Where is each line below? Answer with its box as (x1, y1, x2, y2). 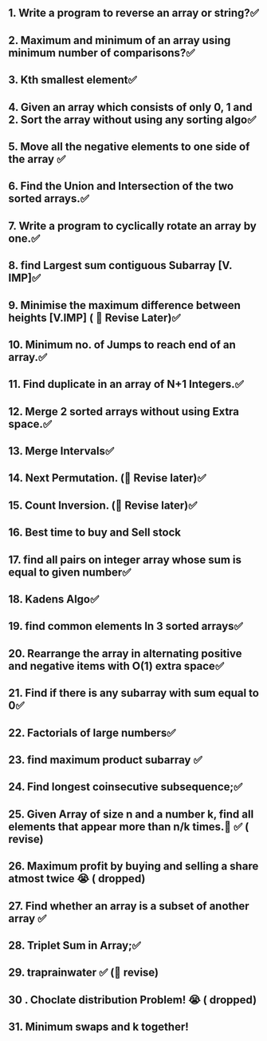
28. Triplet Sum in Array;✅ (8, 938, 141, 952)
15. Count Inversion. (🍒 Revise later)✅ (8, 498, 198, 512)
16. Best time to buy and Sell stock (8, 526, 182, 540)
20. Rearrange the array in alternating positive (8, 647, 242, 660)
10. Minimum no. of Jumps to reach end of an (8, 338, 237, 351)
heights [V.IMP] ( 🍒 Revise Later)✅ (8, 311, 181, 324)
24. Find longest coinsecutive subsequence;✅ (8, 780, 243, 794)
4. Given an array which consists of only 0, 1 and (8, 100, 253, 114)
